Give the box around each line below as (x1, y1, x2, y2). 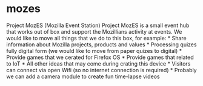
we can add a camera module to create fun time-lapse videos (6, 73, 160, 80)
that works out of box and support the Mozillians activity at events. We (6, 28, 182, 35)
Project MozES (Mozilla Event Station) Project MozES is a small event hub (6, 22, 190, 29)
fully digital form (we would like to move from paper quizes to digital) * (6, 47, 182, 54)
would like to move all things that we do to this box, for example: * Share (6, 34, 187, 41)
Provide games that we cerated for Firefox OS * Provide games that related (6, 54, 194, 61)
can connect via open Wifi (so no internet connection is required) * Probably (6, 66, 197, 73)
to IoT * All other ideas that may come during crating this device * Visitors (6, 60, 191, 67)
